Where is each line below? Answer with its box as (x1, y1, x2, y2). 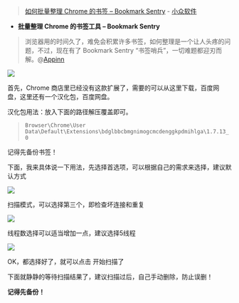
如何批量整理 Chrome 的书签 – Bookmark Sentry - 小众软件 (24, 7, 197, 15)
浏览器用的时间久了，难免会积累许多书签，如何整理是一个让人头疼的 (24, 37, 225, 46)
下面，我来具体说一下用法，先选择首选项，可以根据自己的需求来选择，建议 (7, 163, 225, 171)
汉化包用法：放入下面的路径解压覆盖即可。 (7, 108, 132, 116)
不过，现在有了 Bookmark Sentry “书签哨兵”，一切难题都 (37, 46, 204, 54)
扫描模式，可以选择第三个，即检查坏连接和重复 (7, 200, 144, 209)
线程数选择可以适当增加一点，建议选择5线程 (7, 229, 137, 237)
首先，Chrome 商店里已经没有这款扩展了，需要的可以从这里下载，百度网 (7, 83, 220, 92)
